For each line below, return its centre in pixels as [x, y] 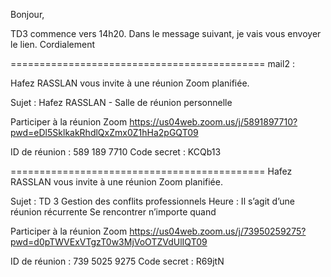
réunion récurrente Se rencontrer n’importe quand [113, 212]
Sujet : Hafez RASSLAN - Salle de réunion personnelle [121, 102]
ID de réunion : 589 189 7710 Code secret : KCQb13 [116, 152]
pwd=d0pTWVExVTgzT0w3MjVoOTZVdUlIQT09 [109, 242]
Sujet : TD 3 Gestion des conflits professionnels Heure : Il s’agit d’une [152, 201]
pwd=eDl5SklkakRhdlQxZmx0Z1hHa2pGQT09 [104, 132]
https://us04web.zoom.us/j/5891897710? [213, 122]
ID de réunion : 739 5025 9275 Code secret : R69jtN [117, 261]
